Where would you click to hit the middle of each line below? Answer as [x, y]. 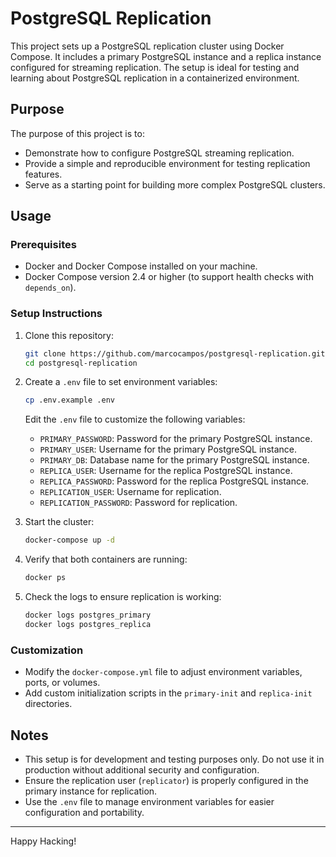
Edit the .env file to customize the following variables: [135, 419]
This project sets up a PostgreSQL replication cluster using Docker [147, 46]
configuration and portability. [84, 812]
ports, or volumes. [62, 683]
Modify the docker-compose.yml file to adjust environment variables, [163, 672]
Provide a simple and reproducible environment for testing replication [167, 163]
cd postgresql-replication [81, 363]
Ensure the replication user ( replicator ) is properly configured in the [166, 780]
